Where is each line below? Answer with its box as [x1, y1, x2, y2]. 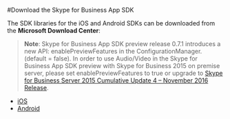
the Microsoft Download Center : [7, 27, 101, 34]
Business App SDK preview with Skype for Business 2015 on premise [23, 62, 220, 69]
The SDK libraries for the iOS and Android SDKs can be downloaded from [7, 19, 216, 27]
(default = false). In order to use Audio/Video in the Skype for [23, 54, 198, 63]
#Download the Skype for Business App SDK [7, 6, 134, 14]
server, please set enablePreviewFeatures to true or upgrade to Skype [23, 69, 223, 77]
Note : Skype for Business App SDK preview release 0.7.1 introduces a [23, 40, 221, 47]
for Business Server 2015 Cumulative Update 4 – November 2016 [23, 76, 209, 85]
